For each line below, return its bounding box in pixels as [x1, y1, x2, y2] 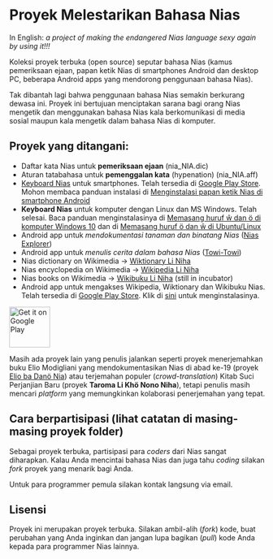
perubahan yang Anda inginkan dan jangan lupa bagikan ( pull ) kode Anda [9, 533, 255, 543]
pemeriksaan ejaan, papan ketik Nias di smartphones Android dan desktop [9, 65, 259, 75]
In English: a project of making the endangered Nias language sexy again [9, 32, 257, 42]
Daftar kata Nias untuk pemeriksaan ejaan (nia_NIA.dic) [20, 161, 209, 171]
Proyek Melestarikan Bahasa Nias [9, 6, 240, 24]
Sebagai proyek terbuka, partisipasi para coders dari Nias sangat [9, 446, 227, 456]
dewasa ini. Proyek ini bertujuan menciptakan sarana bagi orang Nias [9, 98, 240, 108]
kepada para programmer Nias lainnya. [9, 542, 140, 552]
